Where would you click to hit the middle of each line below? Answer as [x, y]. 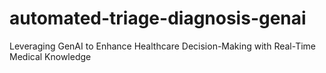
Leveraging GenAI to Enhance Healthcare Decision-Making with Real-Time [162, 46]
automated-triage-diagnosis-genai [158, 18]
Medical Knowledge [50, 56]
